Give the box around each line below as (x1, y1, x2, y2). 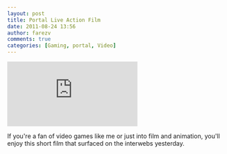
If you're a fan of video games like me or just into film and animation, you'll (7, 132, 220, 140)
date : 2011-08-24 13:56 (7, 23, 76, 30)
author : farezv (7, 29, 51, 37)
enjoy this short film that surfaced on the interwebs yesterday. (7, 139, 185, 147)
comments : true (7, 36, 51, 43)
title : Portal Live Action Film (7, 17, 101, 23)
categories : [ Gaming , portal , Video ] (7, 42, 117, 49)
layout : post (7, 10, 45, 17)
